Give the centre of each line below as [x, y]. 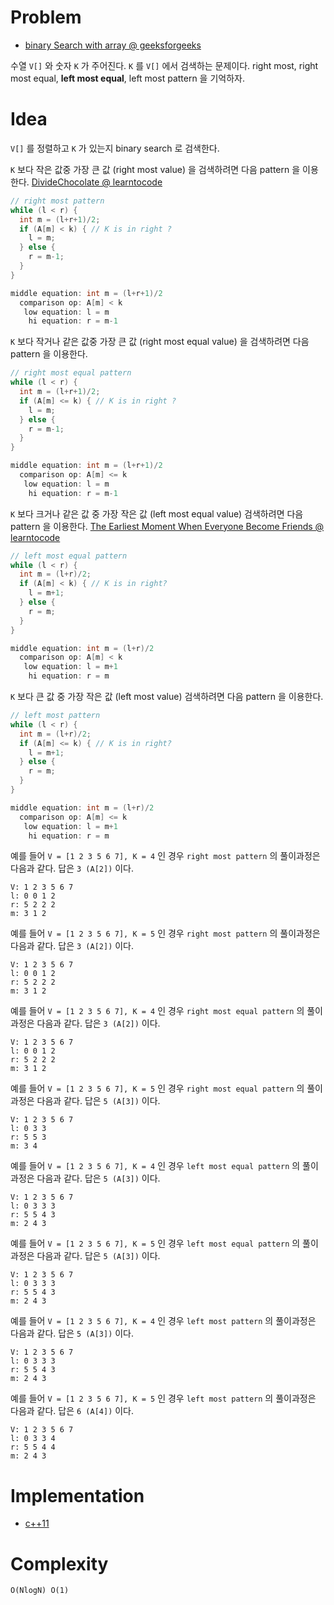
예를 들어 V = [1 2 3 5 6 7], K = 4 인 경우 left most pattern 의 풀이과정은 [163, 1321]
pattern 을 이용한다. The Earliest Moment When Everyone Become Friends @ [167, 526]
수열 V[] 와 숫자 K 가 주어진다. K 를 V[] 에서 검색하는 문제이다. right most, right [164, 65]
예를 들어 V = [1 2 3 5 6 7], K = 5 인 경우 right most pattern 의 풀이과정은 [165, 933]
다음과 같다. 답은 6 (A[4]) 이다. [72, 1411]
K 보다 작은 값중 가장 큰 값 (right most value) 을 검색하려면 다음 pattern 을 [155, 169]
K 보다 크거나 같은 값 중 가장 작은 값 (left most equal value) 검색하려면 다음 [157, 513]
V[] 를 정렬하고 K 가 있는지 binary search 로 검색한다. [115, 148]
